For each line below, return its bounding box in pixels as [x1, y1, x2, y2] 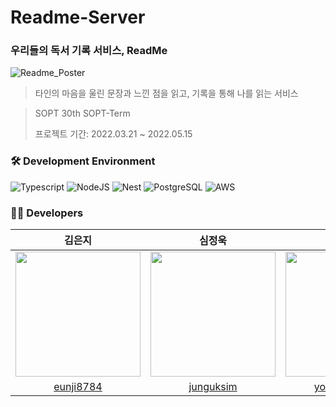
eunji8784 [53, 380, 103, 394]
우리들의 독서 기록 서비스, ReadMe [10, 44, 168, 58]
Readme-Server [10, 6, 146, 29]
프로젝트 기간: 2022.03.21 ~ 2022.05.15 [34, 128, 193, 140]
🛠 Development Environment [10, 154, 156, 168]
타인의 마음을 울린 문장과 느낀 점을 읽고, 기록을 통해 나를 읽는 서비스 [34, 87, 299, 100]
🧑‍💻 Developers [10, 206, 84, 220]
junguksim [188, 380, 238, 394]
